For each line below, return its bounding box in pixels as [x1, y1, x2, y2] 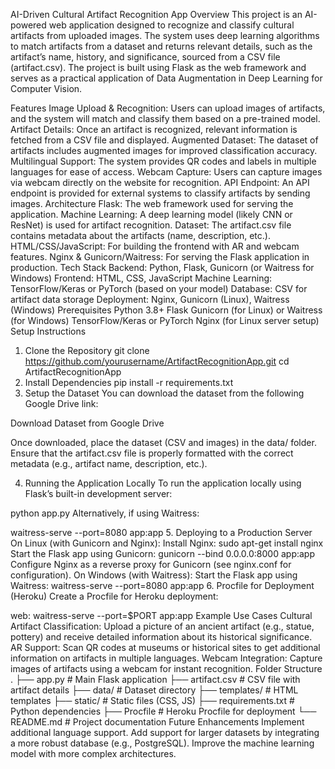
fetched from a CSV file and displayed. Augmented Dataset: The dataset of [10, 134, 319, 146]
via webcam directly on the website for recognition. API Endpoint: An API [10, 177, 310, 188]
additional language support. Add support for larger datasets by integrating [10, 727, 320, 738]
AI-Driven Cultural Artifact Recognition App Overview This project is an [10, 9, 303, 20]
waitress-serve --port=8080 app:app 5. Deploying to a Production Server [10, 527, 313, 538]
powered [10, 19, 47, 31]
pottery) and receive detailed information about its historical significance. [10, 631, 313, 643]
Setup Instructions [10, 325, 87, 337]
